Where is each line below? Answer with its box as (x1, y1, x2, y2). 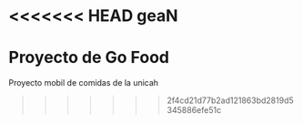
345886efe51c (167, 105, 222, 116)
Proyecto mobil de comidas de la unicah (8, 77, 159, 88)
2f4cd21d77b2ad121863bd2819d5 (167, 95, 295, 106)
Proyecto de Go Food (8, 47, 170, 68)
